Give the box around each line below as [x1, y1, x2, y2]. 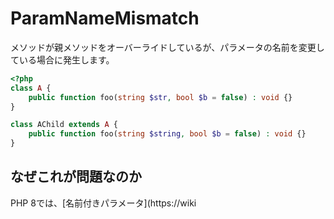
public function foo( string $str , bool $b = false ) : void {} [28, 92, 293, 102]
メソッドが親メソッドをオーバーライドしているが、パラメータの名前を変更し [10, 41, 325, 53]
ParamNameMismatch [10, 7, 200, 30]
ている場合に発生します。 [10, 53, 115, 66]
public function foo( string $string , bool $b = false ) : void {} [28, 129, 307, 139]
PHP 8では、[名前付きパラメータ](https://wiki [10, 197, 197, 209]
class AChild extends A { [10, 120, 118, 130]
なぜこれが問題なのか [10, 168, 142, 186]
